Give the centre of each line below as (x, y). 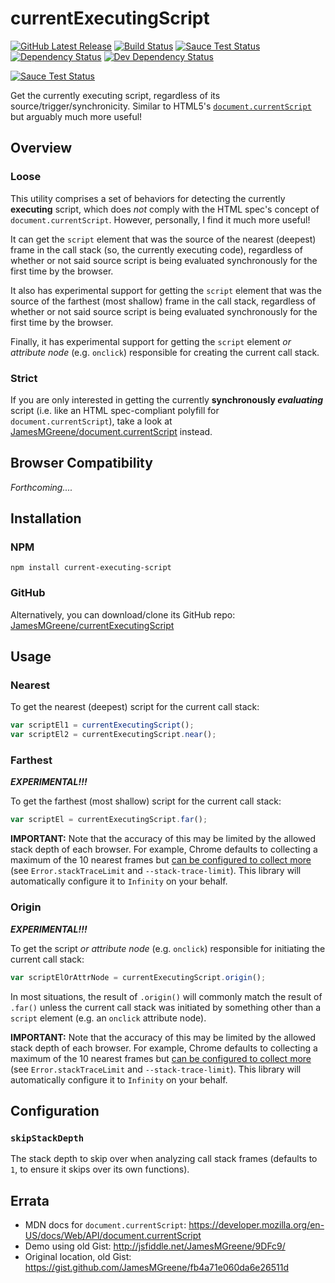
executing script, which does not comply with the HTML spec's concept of (165, 209)
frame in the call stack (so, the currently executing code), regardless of (156, 249)
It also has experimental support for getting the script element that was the (166, 290)
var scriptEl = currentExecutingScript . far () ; (109, 820)
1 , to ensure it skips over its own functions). (100, 1169)
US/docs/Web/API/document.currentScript (113, 1235)
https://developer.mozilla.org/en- (256, 1225)
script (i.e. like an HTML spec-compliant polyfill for (115, 410)
